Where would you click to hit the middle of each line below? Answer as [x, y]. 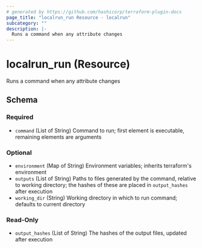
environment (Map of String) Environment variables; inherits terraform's [103, 166]
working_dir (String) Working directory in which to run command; [96, 198]
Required [20, 117]
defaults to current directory [50, 204]
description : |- [27, 29]
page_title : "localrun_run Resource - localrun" [68, 18]
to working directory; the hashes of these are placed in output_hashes [101, 185]
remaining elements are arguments [58, 137]
